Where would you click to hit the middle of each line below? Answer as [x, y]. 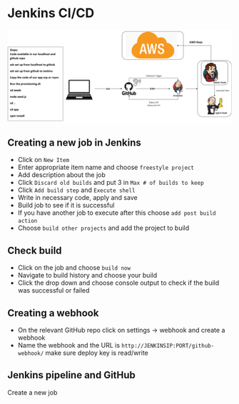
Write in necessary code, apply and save [77, 198]
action [27, 221]
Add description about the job [61, 175]
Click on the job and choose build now [74, 268]
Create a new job [32, 392]
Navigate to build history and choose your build [87, 276]
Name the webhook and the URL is [68, 345]
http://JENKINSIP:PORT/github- [168, 346]
